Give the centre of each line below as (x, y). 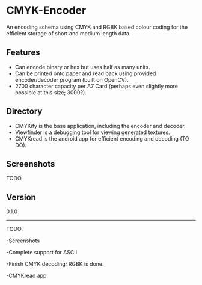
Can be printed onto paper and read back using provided (85, 73)
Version (21, 197)
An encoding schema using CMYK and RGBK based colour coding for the (97, 27)
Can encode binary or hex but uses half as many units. (82, 67)
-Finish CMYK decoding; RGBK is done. (55, 264)
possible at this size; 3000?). (51, 92)
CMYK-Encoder (46, 11)
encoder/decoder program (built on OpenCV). (72, 79)
